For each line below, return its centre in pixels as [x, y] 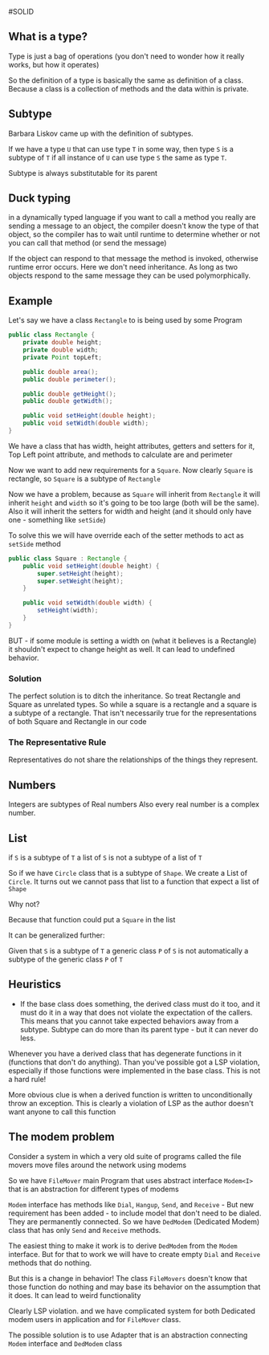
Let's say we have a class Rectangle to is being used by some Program [125, 320]
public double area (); [61, 372]
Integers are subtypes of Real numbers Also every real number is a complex [134, 804]
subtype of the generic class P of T [65, 959]
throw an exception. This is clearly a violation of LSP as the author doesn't [131, 1103]
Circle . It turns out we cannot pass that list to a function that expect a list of [134, 881]
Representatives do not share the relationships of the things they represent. [133, 760]
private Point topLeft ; [63, 357]
